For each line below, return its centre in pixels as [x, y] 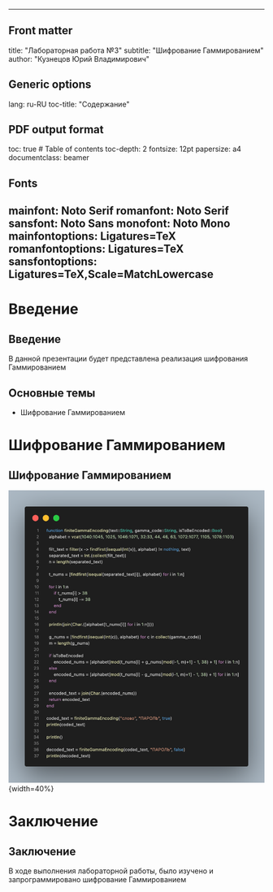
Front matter [41, 30]
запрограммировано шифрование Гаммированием [97, 880]
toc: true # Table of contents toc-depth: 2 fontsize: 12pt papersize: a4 [125, 149]
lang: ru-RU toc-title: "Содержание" [69, 104]
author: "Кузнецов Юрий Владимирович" [79, 58]
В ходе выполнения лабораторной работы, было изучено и [111, 871]
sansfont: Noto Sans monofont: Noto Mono [119, 224]
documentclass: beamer [49, 158]
